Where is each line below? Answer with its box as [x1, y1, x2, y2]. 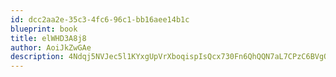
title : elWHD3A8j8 [10, 33, 87, 43]
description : [10, 52, 65, 62]
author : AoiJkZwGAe [10, 42, 92, 53]
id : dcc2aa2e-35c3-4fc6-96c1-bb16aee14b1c [10, 14, 190, 25]
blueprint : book [10, 24, 78, 34]
